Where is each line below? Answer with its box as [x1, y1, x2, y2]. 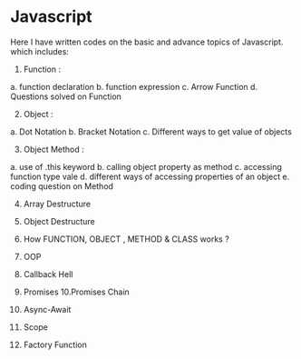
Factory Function [23, 339, 87, 350]
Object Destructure [23, 215, 95, 226]
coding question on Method [10, 180, 114, 192]
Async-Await [23, 304, 72, 314]
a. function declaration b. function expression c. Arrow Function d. [10, 81, 257, 92]
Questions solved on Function [10, 91, 121, 102]
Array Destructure [23, 198, 92, 209]
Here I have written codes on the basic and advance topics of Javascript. [10, 36, 284, 47]
